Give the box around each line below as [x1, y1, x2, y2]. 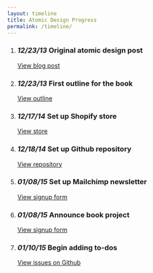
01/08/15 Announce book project [17, 210, 130, 219]
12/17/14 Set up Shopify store [17, 111, 117, 121]
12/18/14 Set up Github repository [17, 144, 132, 154]
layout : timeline [7, 10, 57, 17]
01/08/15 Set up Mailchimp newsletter [17, 177, 147, 187]
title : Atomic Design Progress [7, 17, 97, 23]
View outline [17, 94, 53, 102]
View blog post [17, 61, 60, 70]
